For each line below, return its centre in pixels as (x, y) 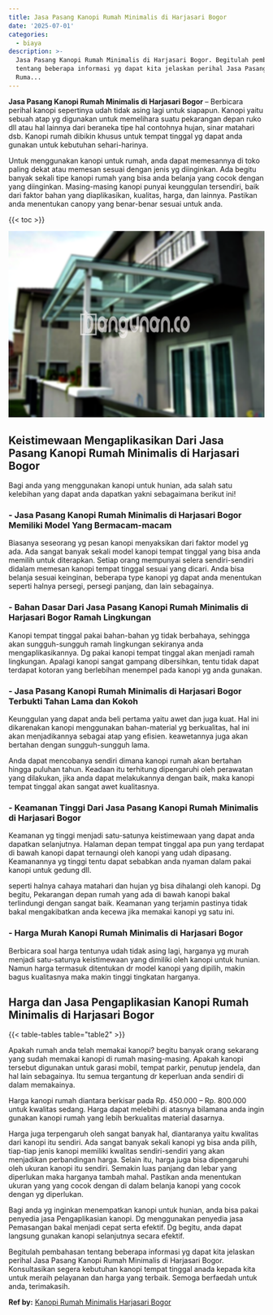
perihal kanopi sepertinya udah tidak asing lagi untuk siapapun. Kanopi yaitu (136, 110)
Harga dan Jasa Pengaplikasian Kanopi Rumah (129, 1002)
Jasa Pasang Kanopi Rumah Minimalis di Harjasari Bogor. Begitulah (132, 60)
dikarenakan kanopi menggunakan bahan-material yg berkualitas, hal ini (129, 727)
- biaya (29, 43)
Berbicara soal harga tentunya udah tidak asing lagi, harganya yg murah (129, 951)
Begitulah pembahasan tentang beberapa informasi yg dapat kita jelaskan (132, 1252)
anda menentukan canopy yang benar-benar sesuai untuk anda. (116, 204)
